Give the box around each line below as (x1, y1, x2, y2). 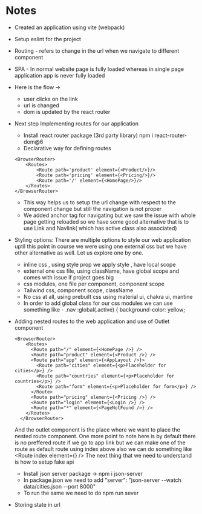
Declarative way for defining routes (23, 144, 111, 152)
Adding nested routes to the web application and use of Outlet (14, 318, 170, 325)
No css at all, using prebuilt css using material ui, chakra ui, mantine (23, 293, 193, 300)
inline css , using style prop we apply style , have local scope (23, 261, 176, 268)
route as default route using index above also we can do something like (14, 445, 192, 452)
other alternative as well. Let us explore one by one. (14, 249, 143, 256)
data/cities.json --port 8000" (23, 482, 96, 490)
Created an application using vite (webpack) (14, 24, 125, 31)
